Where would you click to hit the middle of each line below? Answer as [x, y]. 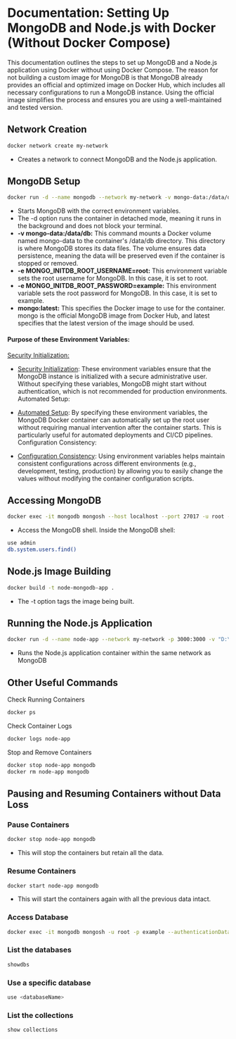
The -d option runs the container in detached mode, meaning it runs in [119, 218]
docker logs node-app [39, 739]
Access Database [38, 917]
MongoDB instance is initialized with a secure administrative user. [112, 376]
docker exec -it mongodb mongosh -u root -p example [86, 932]
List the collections [40, 1015]
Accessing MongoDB [54, 500]
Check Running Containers [46, 699]
